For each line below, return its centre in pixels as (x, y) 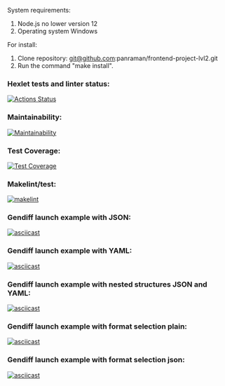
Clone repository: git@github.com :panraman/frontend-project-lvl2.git (118, 58)
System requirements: (39, 10)
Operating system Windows (57, 31)
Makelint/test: (32, 184)
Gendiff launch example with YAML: (70, 251)
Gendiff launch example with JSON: (69, 218)
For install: (22, 44)
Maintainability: (35, 117)
